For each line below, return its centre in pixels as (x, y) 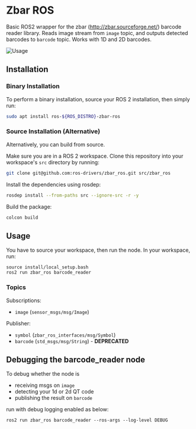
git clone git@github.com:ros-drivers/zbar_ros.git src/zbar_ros (88, 173)
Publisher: (18, 323)
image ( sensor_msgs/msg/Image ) (52, 312)
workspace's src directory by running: (53, 162)
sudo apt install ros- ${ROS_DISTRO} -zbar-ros (63, 116)
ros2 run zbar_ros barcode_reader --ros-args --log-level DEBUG (87, 420)
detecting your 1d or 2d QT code (54, 392)
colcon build (22, 217)
